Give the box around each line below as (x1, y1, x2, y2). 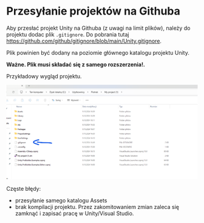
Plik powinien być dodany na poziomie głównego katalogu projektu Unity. (6, 49, 189, 56)
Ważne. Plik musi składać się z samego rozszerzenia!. (6, 61, 146, 68)
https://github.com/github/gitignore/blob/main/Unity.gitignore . (6, 37, 162, 44)
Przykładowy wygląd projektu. (6, 72, 82, 80)
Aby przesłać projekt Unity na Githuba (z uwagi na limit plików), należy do (6, 24, 191, 32)
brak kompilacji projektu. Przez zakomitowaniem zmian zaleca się (15, 203, 179, 210)
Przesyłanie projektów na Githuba (6, 4, 181, 18)
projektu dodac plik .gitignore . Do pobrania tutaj (6, 30, 129, 38)
